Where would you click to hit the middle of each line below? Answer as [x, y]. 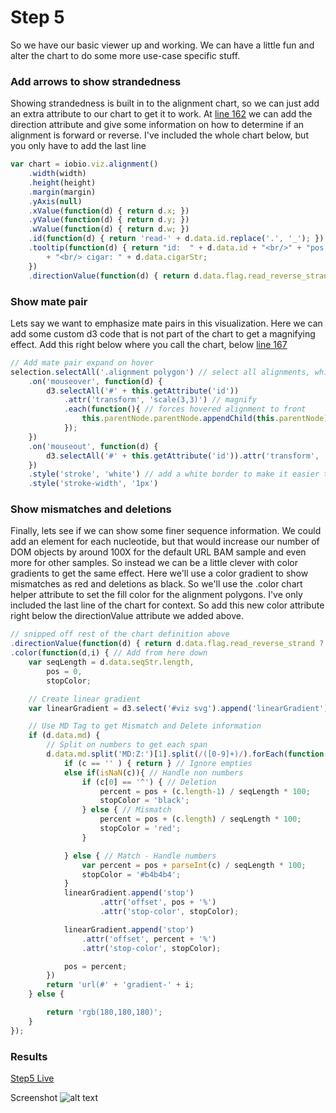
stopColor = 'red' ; [140, 829]
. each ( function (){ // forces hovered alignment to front [185, 409]
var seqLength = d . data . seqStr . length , [111, 662]
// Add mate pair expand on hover [82, 362]
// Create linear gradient [84, 699]
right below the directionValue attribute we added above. [127, 616]
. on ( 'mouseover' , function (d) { [95, 381]
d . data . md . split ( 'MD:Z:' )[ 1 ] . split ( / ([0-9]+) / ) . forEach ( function [185, 754]
